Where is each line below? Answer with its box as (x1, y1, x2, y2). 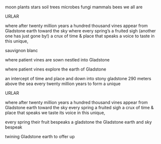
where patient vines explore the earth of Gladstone (5, 66, 106, 72)
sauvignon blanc (5, 48, 38, 53)
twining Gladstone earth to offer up (5, 134, 75, 139)
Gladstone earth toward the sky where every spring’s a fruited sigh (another (5, 28, 156, 33)
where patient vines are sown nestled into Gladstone (5, 57, 110, 62)
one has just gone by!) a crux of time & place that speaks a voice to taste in (5, 33, 155, 39)
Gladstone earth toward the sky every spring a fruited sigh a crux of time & (5, 105, 154, 110)
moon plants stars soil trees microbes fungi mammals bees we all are (5, 4, 143, 10)
